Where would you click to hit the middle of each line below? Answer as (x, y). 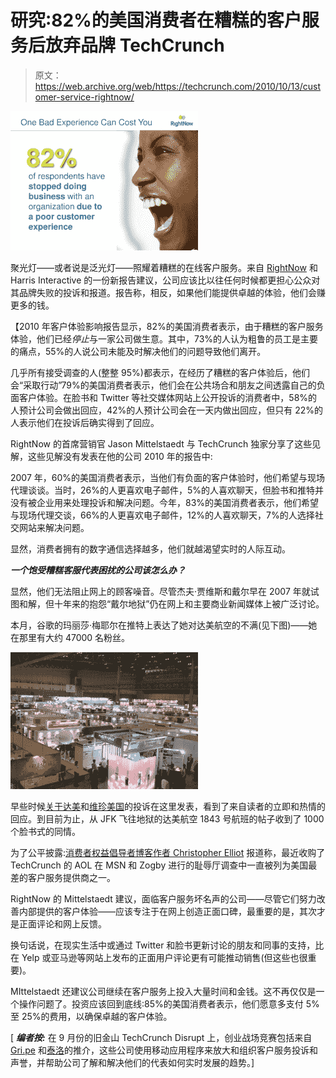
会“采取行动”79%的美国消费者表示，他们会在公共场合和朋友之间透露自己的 (163, 385)
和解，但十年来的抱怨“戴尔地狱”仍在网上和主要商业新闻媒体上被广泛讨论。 (171, 603)
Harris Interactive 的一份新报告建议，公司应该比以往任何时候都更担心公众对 (165, 280)
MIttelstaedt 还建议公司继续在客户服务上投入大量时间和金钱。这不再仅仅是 (163, 991)
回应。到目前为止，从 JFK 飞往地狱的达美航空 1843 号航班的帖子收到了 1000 (167, 818)
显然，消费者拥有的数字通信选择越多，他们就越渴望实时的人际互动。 (150, 548)
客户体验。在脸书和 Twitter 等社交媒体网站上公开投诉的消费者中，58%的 (168, 397)
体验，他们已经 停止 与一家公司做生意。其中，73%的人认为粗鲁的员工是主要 (164, 338)
